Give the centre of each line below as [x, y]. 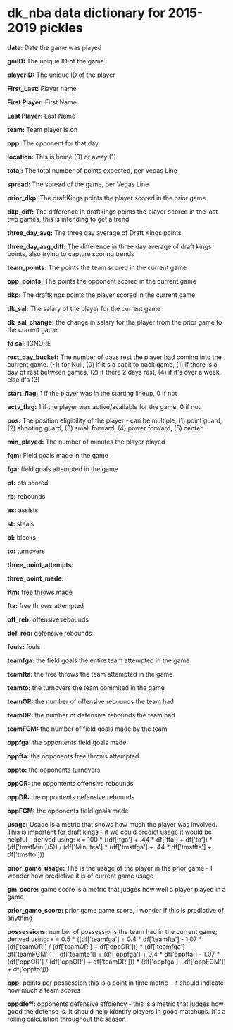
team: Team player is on [43, 129]
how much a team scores [44, 990]
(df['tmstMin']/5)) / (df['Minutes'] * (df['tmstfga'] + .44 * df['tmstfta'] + [110, 847]
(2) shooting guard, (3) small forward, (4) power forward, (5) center [105, 428]
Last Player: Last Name [42, 116]
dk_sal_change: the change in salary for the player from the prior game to [115, 322]
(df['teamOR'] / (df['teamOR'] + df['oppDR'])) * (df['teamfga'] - [99, 946]
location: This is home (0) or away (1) [62, 157]
